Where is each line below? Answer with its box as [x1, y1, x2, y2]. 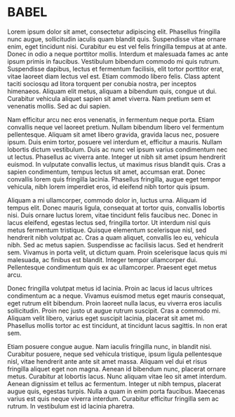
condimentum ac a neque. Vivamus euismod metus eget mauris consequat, [7, 292, 226, 300]
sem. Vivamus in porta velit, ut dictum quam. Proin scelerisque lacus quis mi [7, 248, 228, 257]
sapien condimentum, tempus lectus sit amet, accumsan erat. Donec [7, 168, 206, 176]
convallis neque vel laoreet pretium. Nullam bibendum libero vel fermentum [7, 123, 224, 131]
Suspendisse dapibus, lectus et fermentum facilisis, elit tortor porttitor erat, [7, 64, 224, 73]
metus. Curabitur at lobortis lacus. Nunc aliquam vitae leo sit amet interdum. [7, 372, 227, 381]
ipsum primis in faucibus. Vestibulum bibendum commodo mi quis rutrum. [7, 57, 221, 65]
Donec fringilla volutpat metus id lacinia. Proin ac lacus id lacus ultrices [7, 284, 213, 292]
